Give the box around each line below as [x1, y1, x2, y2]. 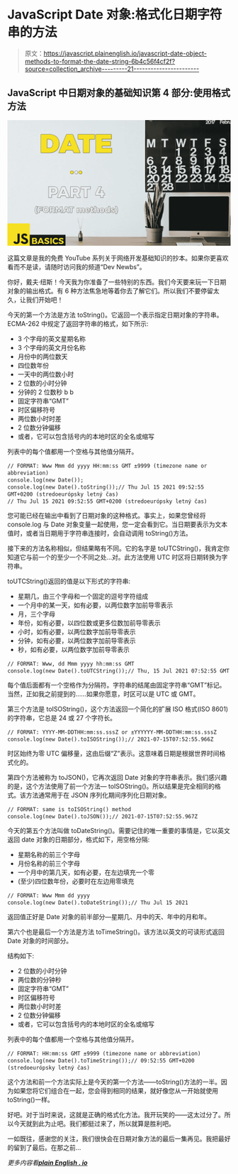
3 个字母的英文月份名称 [17, 344, 86, 352]
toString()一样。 [7, 1095, 55, 1104]
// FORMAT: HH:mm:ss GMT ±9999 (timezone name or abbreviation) [7, 1050, 201, 1058]
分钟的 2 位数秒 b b [17, 388, 74, 396]
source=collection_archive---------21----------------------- [24, 65, 200, 73]
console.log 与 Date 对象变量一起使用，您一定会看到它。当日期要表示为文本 [7, 520, 228, 529]
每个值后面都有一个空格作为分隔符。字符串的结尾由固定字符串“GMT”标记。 [7, 681, 226, 690]
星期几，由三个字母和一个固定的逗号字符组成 [17, 592, 149, 601]
